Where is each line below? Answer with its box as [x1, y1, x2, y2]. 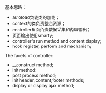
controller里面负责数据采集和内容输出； [12, 27, 91, 32]
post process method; [12, 72, 57, 78]
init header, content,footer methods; [12, 77, 85, 83]
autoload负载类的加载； [12, 15, 60, 20]
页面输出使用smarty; [12, 33, 53, 38]
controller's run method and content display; [12, 38, 101, 44]
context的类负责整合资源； [12, 21, 66, 26]
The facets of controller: [5, 53, 53, 58]
